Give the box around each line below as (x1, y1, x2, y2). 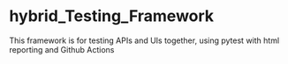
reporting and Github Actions (9, 44, 115, 54)
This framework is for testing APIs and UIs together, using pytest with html (9, 35, 280, 46)
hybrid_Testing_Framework (9, 6, 215, 26)
